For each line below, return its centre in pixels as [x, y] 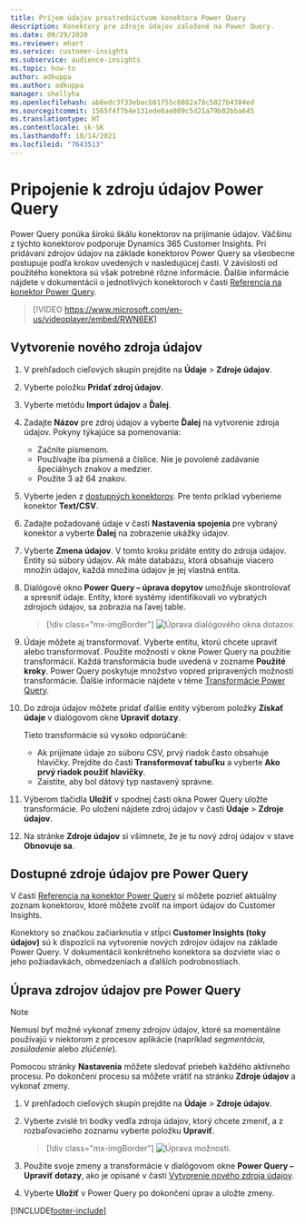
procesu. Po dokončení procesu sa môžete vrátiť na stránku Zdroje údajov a [153, 1076]
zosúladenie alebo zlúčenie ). [64, 1049]
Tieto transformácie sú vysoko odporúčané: [105, 735]
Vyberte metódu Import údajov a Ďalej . [97, 404]
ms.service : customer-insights [69, 52]
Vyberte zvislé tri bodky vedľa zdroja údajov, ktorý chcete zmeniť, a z [153, 1121]
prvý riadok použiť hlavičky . [91, 772]
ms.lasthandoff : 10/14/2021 [64, 136]
